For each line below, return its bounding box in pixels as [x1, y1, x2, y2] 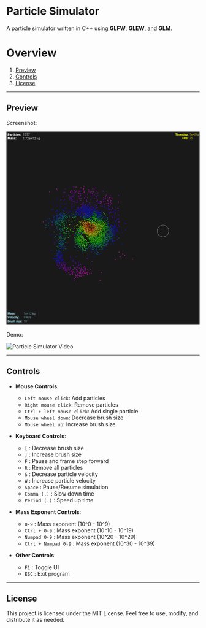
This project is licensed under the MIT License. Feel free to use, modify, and [6, 610, 199, 617]
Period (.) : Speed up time [24, 496, 94, 504]
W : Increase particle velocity [24, 477, 96, 484]
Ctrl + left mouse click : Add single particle [24, 407, 139, 415]
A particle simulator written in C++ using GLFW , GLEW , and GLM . [6, 25, 173, 32]
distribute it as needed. [6, 616, 65, 624]
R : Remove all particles [24, 464, 83, 471]
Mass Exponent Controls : [15, 508, 82, 516]
